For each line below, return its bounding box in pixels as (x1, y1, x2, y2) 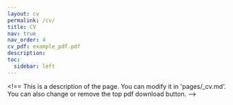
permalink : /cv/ (7, 17, 55, 24)
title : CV (7, 23, 37, 30)
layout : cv (7, 10, 40, 18)
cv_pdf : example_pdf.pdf (7, 43, 81, 50)
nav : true (7, 30, 37, 37)
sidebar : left (13, 63, 55, 70)
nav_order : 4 (7, 37, 46, 44)
